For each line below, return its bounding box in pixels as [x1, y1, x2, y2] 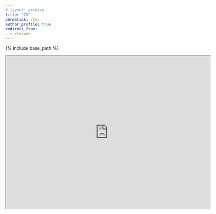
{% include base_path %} [5, 45, 59, 51]
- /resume [10, 31, 31, 36]
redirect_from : [5, 26, 38, 32]
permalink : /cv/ [5, 17, 40, 22]
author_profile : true [5, 21, 52, 27]
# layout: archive [5, 7, 44, 13]
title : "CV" [5, 12, 31, 17]
